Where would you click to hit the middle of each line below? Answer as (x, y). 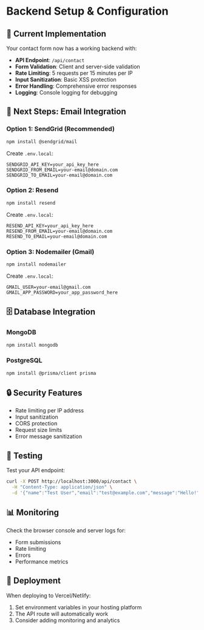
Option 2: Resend (32, 190)
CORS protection (36, 423)
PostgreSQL (24, 361)
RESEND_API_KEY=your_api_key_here (50, 226)
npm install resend (31, 203)
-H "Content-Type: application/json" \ (62, 487)
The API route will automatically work (61, 614)
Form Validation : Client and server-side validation (78, 66)
